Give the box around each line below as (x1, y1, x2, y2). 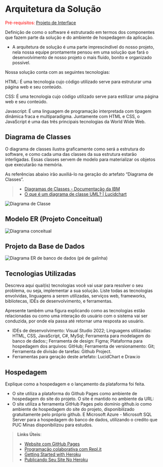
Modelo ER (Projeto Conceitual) (5, 215, 103, 223)
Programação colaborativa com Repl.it (24, 446, 102, 452)
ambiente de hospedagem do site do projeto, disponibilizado (12, 407, 135, 412)
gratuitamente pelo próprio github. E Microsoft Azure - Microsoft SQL (12, 411, 152, 417)
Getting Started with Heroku (24, 451, 81, 457)
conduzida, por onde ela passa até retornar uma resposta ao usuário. (5, 318, 145, 324)
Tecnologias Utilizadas (5, 269, 76, 278)
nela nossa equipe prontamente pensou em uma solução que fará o (12, 49, 149, 55)
